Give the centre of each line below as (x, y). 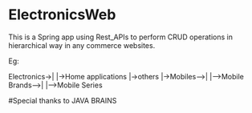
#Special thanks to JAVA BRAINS (63, 100)
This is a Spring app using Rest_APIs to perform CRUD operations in (120, 37)
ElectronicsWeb (62, 15)
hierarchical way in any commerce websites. (82, 45)
